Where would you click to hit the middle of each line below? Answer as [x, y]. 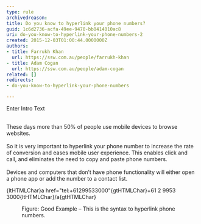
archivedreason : [27, 18]
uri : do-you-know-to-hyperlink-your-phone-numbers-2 [75, 35]
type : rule [20, 12]
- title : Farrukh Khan [35, 52]
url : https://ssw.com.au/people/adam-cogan [68, 69]
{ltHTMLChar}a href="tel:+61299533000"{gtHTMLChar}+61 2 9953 [91, 190]
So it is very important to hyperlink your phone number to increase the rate [100, 146]
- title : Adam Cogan [33, 63]
